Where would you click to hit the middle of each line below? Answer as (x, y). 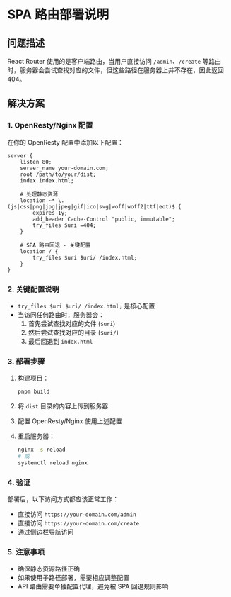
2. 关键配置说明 (34, 289)
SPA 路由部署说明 (58, 15)
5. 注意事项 (26, 552)
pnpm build (34, 392)
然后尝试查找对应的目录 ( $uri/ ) (73, 332)
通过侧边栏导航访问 (46, 532)
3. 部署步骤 (26, 361)
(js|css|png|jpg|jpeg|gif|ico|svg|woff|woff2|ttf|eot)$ (91, 206)
